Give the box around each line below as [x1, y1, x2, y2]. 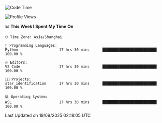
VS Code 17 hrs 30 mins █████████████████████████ [5, 64, 157, 69]
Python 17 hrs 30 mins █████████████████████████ [5, 47, 157, 52]
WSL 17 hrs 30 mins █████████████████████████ [5, 100, 157, 105]
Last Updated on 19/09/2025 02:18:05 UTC [5, 112, 91, 118]
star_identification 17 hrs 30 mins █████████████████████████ [5, 81, 157, 86]
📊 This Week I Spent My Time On [5, 24, 74, 29]
